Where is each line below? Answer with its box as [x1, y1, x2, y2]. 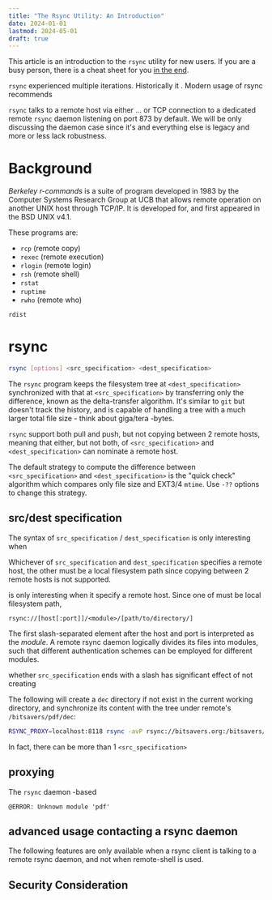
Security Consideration [8, 878, 129, 892]
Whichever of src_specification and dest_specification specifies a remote [8, 557, 263, 567]
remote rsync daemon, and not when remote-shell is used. [8, 855, 204, 864]
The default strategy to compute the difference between [8, 463, 196, 471]
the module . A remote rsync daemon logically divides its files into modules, [8, 637, 259, 646]
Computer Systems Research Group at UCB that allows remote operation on [8, 195, 261, 205]
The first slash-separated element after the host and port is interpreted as [8, 629, 255, 638]
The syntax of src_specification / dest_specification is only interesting [8, 532, 251, 543]
